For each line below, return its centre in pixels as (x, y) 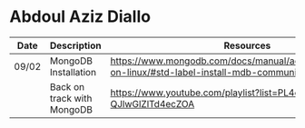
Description (75, 45)
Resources (247, 45)
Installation (73, 72)
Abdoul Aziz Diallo (80, 17)
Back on (67, 86)
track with (71, 98)
